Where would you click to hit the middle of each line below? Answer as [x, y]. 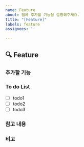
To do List [18, 87]
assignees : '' [20, 29]
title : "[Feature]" [26, 19]
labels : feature [23, 24]
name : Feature [20, 10]
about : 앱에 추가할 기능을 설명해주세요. [43, 15]
